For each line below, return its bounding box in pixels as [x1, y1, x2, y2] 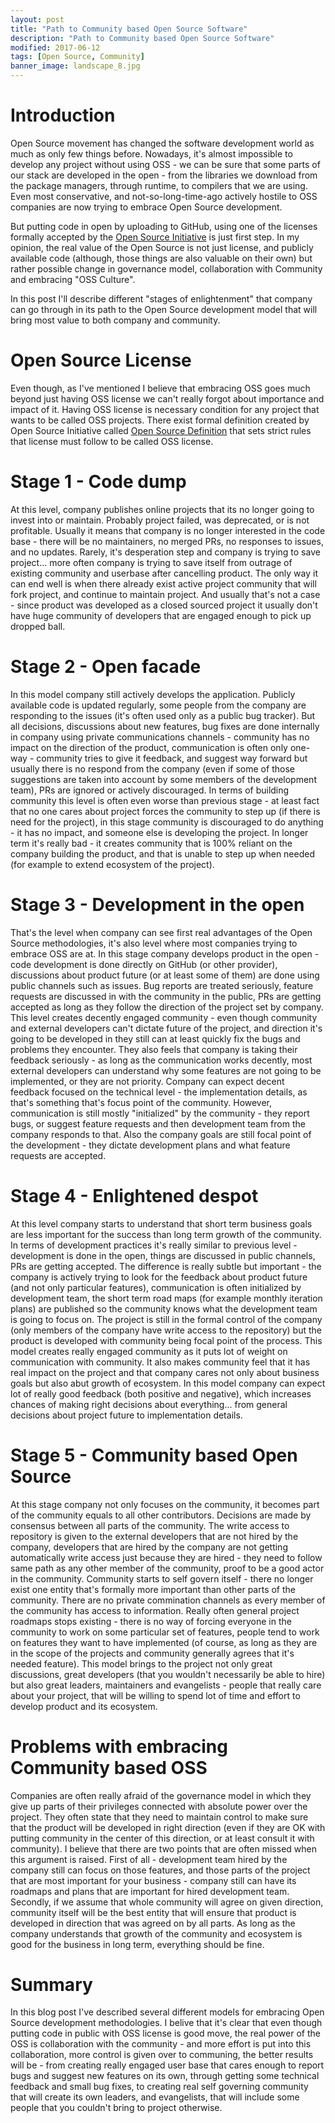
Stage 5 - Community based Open [10, 1444, 298, 1466]
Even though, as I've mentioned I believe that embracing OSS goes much [10, 382, 311, 394]
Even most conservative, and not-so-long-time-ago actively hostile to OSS [10, 190, 318, 202]
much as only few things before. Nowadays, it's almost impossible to [10, 147, 293, 160]
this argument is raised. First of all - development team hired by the [10, 1853, 288, 1865]
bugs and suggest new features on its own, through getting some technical [10, 2070, 320, 2082]
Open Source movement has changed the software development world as [10, 137, 315, 149]
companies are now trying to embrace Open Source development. [10, 201, 283, 213]
